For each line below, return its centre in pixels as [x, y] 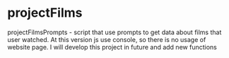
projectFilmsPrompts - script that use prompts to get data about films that [114, 32]
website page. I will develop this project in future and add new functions [112, 47]
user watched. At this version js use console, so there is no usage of [107, 39]
